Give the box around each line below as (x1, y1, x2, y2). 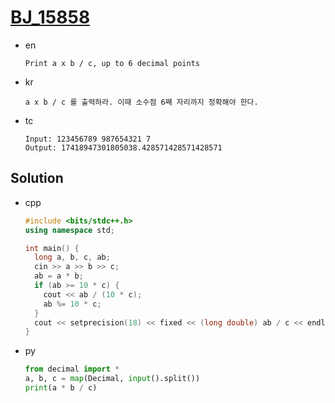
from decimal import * (24, 364, 120, 375)
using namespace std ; (24, 225, 116, 235)
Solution (10, 170, 64, 187)
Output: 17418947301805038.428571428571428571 (24, 142, 223, 153)
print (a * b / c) (24, 383, 98, 393)
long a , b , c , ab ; (34, 252, 111, 263)
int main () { (24, 243, 80, 253)
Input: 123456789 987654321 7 (24, 134, 152, 144)
